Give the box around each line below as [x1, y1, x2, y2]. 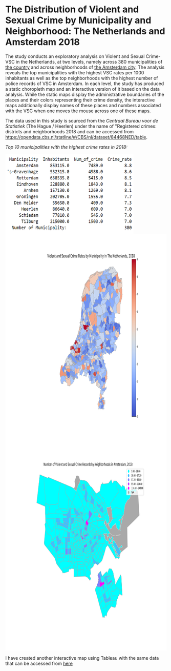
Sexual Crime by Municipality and [5, 14, 152, 26]
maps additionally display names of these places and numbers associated [5, 102, 161, 108]
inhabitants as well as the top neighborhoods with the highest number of [5, 75, 158, 81]
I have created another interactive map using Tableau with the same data [5, 655, 159, 661]
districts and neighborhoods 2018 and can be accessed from [5, 128, 134, 134]
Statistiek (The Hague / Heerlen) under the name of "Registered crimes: [5, 123, 157, 129]
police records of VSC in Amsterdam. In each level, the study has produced [5, 80, 164, 87]
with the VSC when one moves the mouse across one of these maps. [5, 108, 151, 114]
